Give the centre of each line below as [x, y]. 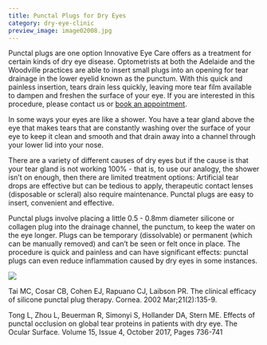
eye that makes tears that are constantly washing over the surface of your [130, 128]
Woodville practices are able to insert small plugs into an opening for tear [128, 70]
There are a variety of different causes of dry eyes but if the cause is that [128, 161]
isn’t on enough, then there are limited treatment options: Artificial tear [124, 177]
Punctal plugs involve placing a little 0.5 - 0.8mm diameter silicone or [122, 218]
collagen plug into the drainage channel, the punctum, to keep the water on [132, 227]
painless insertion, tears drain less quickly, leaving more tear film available [130, 87]
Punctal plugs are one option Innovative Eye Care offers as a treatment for [130, 54]
